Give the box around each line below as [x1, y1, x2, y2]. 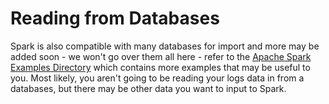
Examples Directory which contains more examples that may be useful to [10, 61, 311, 73]
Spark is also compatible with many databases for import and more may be [10, 40, 320, 52]
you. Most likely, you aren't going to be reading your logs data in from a [10, 72, 305, 84]
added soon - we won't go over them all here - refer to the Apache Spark [10, 50, 312, 62]
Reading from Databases [10, 7, 220, 30]
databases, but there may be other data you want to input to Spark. [10, 82, 287, 94]
